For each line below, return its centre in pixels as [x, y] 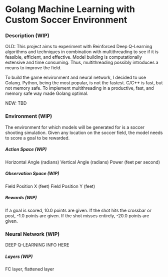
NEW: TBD [16, 103]
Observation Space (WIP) [32, 174]
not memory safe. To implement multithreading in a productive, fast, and [79, 88]
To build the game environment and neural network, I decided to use [76, 78]
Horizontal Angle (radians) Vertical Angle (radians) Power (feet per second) [83, 162]
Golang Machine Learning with [70, 9]
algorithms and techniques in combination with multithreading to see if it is [82, 52]
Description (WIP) [27, 36]
